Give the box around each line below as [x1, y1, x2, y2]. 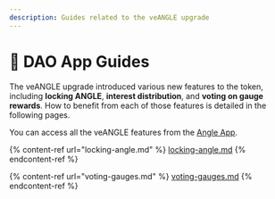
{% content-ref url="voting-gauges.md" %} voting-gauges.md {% [9, 170, 253, 181]
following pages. [9, 109, 71, 120]
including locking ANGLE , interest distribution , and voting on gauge [9, 90, 263, 101]
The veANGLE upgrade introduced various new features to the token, [9, 81, 263, 92]
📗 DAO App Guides [9, 51, 150, 71]
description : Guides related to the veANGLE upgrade [9, 12, 210, 22]
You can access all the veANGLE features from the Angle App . [9, 127, 238, 137]
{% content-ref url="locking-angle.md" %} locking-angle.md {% [9, 144, 246, 154]
